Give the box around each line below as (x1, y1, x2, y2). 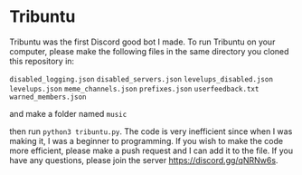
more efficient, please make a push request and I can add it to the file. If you (9, 145, 294, 156)
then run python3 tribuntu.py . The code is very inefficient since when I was (9, 125, 293, 137)
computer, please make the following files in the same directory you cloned (9, 45, 289, 56)
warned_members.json (9, 92, 88, 102)
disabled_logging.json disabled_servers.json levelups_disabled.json (9, 74, 274, 83)
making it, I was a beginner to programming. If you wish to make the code (9, 135, 283, 146)
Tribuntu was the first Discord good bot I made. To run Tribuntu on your (9, 36, 276, 47)
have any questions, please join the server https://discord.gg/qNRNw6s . (9, 154, 278, 165)
